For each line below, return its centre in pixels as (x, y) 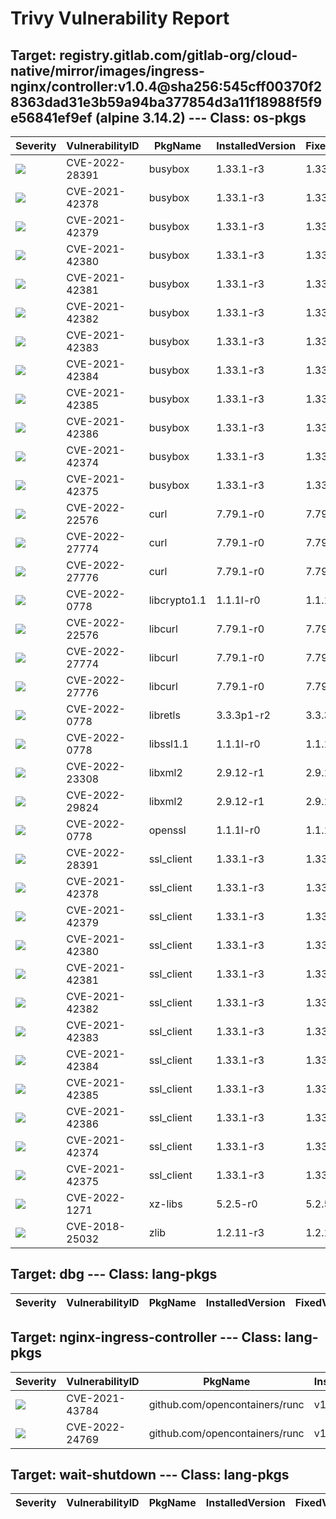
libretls (164, 715)
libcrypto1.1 (177, 600)
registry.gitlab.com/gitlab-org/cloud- (178, 55)
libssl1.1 (169, 744)
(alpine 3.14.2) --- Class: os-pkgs (200, 117)
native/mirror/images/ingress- (107, 70)
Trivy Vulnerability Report (120, 18)
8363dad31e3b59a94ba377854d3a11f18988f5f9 (166, 102)
